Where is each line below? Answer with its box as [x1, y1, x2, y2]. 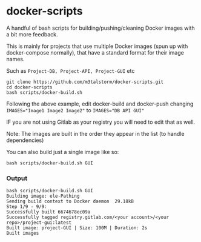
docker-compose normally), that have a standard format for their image [6, 49, 185, 56]
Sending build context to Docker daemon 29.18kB [6, 198, 134, 204]
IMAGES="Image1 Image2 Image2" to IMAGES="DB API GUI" [6, 106, 145, 113]
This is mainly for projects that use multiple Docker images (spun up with [6, 42, 188, 50]
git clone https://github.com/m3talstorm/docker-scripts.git [6, 79, 164, 85]
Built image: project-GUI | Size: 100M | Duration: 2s [6, 225, 148, 231]
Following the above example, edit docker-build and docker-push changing [6, 100, 194, 107]
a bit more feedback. [6, 30, 59, 38]
